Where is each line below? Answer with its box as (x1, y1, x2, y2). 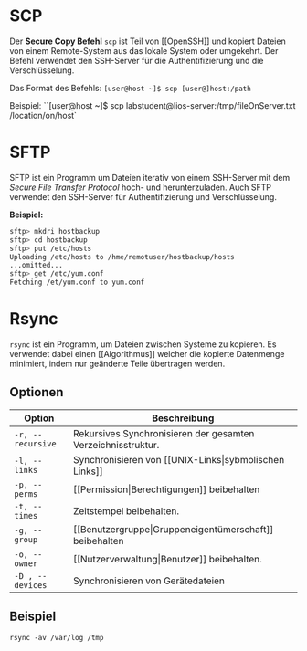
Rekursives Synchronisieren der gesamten (72, 426, 255, 439)
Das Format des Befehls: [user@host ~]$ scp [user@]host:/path (9, 82, 251, 93)
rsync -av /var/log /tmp (9, 633, 104, 642)
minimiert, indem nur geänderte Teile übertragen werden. (9, 358, 226, 369)
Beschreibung (152, 412, 215, 425)
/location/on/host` (9, 110, 78, 121)
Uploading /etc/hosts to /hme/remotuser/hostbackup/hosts (9, 252, 235, 261)
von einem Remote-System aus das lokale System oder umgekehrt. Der (9, 45, 279, 56)
